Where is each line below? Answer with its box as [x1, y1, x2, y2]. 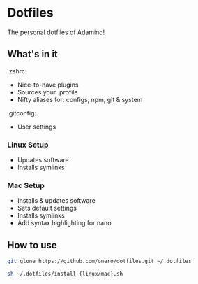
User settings [17, 122, 56, 131]
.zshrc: [7, 66, 27, 75]
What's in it [7, 48, 58, 60]
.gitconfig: [7, 108, 37, 117]
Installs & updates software [17, 197, 96, 205]
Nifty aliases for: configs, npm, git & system [17, 95, 143, 104]
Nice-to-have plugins [17, 80, 79, 89]
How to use [7, 239, 57, 251]
